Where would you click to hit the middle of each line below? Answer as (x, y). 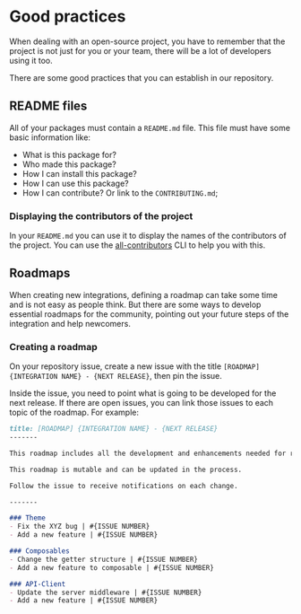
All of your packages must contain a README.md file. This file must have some (150, 127)
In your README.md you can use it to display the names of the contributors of (148, 236)
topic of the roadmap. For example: (74, 412)
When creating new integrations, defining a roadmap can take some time (143, 294)
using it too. (31, 60)
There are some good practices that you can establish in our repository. (142, 77)
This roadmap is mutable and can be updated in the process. (126, 469)
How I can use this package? (76, 183)
